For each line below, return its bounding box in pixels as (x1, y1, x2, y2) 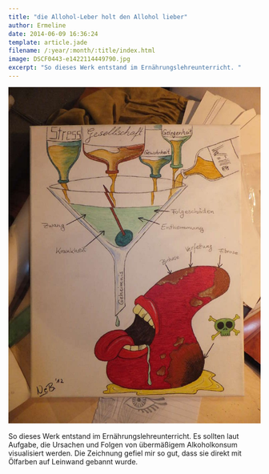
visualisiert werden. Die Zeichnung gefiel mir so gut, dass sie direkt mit (8, 448, 242, 458)
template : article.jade (8, 38, 88, 46)
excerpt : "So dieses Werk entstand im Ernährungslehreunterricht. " (8, 64, 242, 72)
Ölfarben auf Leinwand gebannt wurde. (8, 456, 139, 466)
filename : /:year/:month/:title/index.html (8, 46, 156, 55)
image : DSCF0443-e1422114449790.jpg (8, 55, 130, 63)
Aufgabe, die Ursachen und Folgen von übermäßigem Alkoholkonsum (8, 440, 238, 449)
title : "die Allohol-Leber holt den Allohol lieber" (8, 13, 188, 21)
